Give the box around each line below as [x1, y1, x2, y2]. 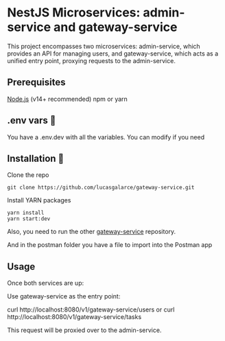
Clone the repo [7, 171, 49, 179]
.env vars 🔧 [7, 115, 56, 126]
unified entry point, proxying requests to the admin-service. [7, 56, 176, 64]
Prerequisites [7, 77, 66, 89]
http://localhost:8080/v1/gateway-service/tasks [7, 313, 142, 321]
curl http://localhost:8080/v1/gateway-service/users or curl [7, 305, 175, 314]
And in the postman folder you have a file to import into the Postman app [7, 241, 213, 249]
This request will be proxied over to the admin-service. [7, 326, 162, 334]
